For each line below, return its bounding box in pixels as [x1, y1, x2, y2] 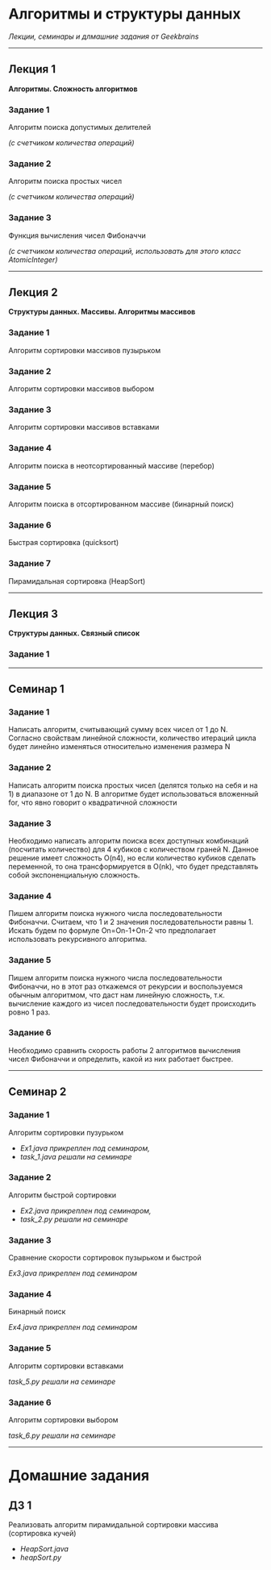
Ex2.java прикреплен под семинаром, [19, 1206, 152, 1215]
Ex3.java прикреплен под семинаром [8, 1268, 138, 1278]
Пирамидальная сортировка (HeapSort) [8, 576, 146, 585]
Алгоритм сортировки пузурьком [8, 1127, 123, 1137]
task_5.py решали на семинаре [8, 1376, 116, 1386]
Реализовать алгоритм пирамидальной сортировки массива [8, 1519, 219, 1529]
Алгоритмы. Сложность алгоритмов [8, 84, 139, 94]
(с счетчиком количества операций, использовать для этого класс [8, 246, 242, 256]
